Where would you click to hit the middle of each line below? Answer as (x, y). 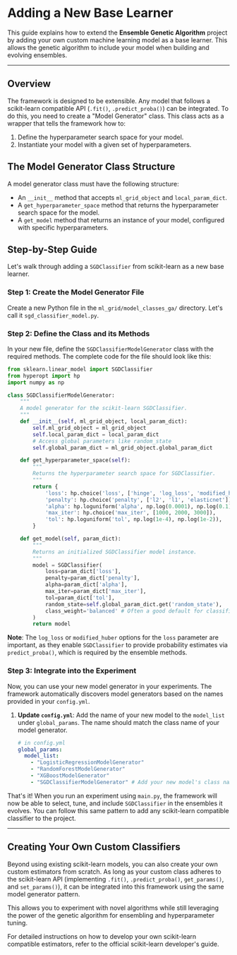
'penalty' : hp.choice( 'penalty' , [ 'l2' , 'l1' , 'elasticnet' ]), (140, 500)
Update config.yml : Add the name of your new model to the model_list (121, 715)
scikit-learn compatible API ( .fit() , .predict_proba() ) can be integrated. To (118, 108)
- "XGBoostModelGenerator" (70, 776)
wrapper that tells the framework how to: (66, 123)
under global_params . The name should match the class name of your (119, 722)
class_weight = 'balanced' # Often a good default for (124, 611)
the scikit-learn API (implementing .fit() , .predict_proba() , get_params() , (116, 879)
